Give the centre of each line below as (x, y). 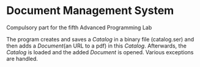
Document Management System (90, 11)
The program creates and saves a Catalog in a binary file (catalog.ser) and (100, 39)
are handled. (22, 58)
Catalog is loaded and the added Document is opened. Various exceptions (100, 52)
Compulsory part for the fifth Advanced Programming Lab (79, 27)
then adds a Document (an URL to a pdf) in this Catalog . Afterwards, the (96, 46)
